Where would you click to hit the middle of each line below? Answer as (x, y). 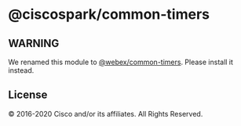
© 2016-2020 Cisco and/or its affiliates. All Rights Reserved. (106, 113)
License (28, 95)
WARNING (34, 43)
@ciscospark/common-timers (109, 14)
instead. (21, 70)
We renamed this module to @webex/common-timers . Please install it (121, 62)
